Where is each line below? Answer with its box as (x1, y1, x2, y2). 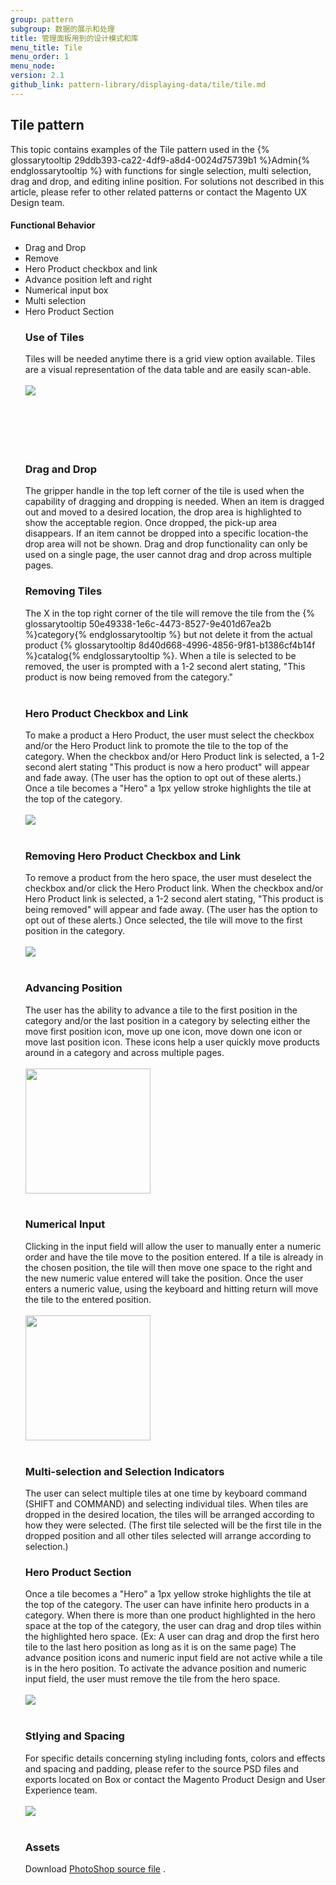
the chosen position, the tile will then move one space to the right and (24, 1261, 313, 1273)
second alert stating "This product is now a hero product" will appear (24, 761, 310, 773)
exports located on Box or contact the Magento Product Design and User (24, 1773, 326, 1785)
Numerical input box (24, 284, 109, 296)
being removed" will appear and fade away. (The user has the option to (24, 904, 318, 916)
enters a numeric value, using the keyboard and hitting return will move (24, 1282, 319, 1295)
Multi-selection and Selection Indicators (24, 1464, 225, 1478)
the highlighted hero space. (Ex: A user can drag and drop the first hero (24, 1631, 320, 1643)
